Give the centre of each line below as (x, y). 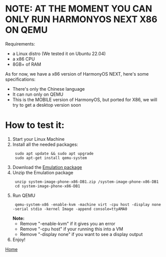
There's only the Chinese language (49, 89)
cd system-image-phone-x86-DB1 (47, 186)
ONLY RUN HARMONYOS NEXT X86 (81, 19)
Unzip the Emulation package (43, 172)
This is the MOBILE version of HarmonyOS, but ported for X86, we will (85, 99)
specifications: (21, 79)
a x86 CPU (24, 59)
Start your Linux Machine (38, 139)
